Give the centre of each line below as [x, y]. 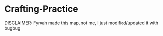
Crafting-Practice [41, 9]
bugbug [13, 28]
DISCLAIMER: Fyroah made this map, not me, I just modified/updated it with [81, 23]
